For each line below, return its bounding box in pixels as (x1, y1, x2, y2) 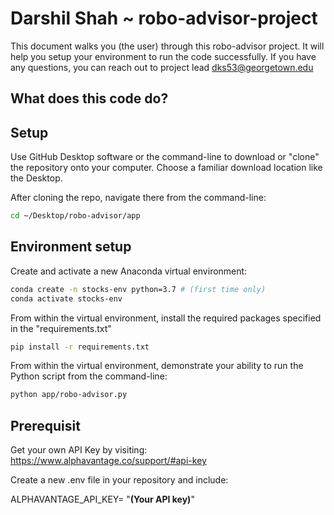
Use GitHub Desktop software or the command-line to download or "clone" (10, 151, 320, 163)
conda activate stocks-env (10, 293, 123, 304)
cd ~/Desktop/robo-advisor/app (10, 211, 141, 221)
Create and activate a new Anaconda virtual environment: (10, 265, 248, 277)
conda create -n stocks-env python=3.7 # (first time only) (10, 284, 267, 294)
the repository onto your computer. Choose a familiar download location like (10, 162, 323, 174)
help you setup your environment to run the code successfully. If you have (10, 50, 317, 62)
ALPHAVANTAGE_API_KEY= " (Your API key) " (10, 493, 195, 506)
